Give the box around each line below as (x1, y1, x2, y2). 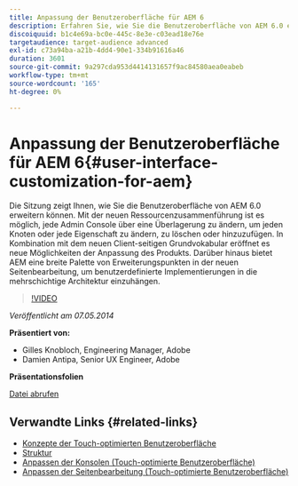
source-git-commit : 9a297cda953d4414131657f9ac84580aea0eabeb (9, 63, 244, 72)
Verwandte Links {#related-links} (9, 414, 198, 429)
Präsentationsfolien (9, 371, 84, 382)
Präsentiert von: (9, 328, 71, 339)
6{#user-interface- (74, 152, 219, 172)
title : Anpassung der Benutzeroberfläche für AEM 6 (9, 12, 204, 22)
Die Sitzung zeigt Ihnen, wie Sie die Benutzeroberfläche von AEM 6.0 (9, 201, 262, 211)
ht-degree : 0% (9, 87, 62, 96)
